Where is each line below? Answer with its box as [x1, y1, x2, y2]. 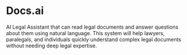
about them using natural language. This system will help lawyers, [6, 29, 165, 36]
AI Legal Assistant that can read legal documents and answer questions [6, 23, 179, 30]
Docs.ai [6, 4, 44, 18]
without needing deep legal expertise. [6, 42, 98, 49]
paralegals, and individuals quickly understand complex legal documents [6, 36, 181, 43]
